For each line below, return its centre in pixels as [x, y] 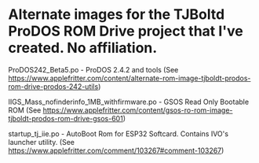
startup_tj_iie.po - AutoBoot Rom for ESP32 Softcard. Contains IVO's [119, 133]
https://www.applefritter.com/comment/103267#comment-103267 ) [116, 150]
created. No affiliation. [83, 48]
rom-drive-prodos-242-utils [53, 86]
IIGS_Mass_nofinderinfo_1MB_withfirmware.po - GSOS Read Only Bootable [129, 102]
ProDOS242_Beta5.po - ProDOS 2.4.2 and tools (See [93, 69]
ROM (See [25, 110]
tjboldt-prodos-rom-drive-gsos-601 [66, 118]
